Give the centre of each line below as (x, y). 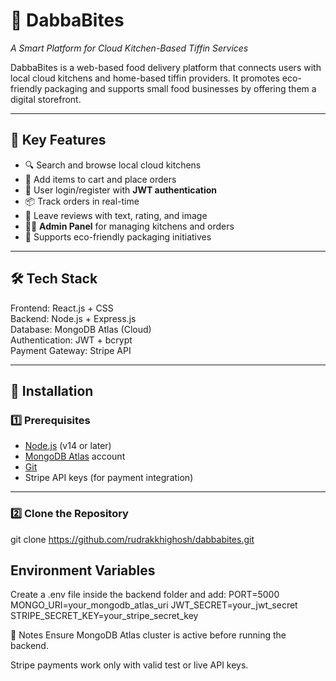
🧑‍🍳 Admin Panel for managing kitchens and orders (129, 226)
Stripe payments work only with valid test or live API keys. (129, 665)
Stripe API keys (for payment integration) (109, 478)
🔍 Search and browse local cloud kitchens (113, 165)
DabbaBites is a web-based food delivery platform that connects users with (166, 67)
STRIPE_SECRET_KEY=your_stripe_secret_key (104, 616)
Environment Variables (83, 570)
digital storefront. (46, 99)
